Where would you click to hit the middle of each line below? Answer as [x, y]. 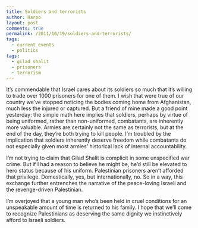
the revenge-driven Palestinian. [45, 190]
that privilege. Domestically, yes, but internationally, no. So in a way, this [95, 177]
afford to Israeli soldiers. [36, 220]
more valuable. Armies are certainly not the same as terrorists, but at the [95, 127]
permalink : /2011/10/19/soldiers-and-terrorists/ [69, 34]
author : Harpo [24, 17]
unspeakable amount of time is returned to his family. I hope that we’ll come [99, 207]
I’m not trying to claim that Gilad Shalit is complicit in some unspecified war [98, 158]
